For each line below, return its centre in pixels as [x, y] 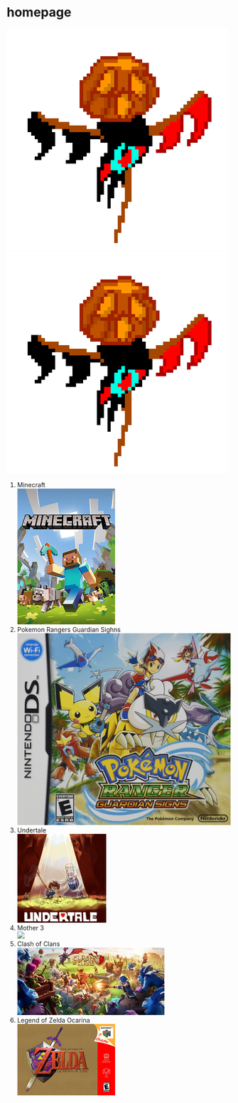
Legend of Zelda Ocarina [53, 1020]
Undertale [32, 830]
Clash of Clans [38, 944]
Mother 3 [30, 928]
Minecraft [31, 484]
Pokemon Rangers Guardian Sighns [69, 629]
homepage [39, 12]
